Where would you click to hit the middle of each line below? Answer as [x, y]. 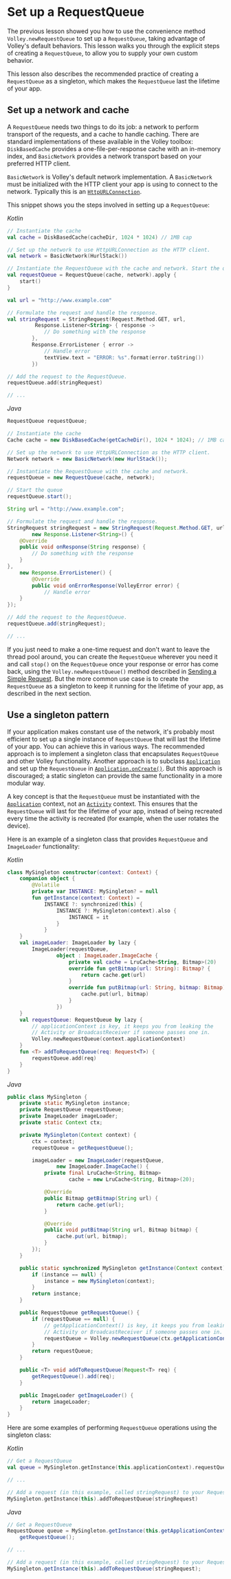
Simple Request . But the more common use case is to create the [98, 678]
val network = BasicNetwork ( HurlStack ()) [67, 256]
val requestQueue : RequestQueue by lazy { [81, 1020]
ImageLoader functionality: [44, 846]
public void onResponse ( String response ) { [83, 547]
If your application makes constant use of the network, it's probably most [111, 731]
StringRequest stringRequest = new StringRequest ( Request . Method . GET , [110, 528]
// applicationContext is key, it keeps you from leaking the [123, 1026]
